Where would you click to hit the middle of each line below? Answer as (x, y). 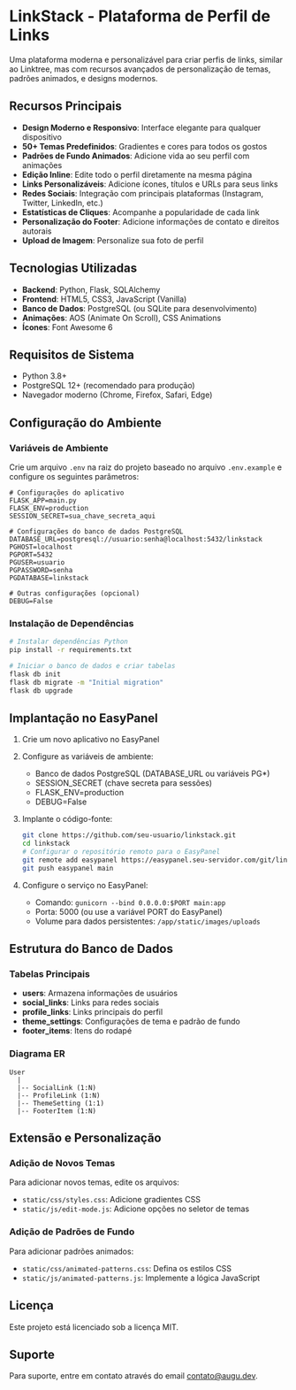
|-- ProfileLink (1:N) (59, 1095)
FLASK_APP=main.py (43, 501)
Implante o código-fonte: (67, 819)
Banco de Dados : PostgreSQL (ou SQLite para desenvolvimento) (140, 308)
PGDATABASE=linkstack (49, 578)
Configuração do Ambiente (85, 422)
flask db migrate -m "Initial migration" (87, 682)
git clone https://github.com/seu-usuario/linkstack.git (129, 835)
